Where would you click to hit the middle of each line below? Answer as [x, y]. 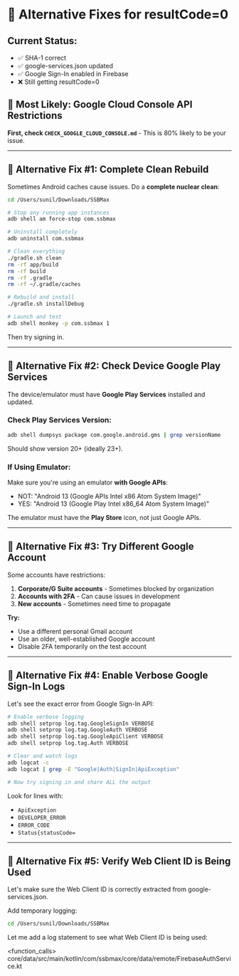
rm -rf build [27, 271]
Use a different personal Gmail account [75, 631]
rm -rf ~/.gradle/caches [44, 285]
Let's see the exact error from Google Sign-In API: [81, 704]
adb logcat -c [28, 763]
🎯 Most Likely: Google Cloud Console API [100, 105]
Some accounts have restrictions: [56, 575]
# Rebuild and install [41, 297]
